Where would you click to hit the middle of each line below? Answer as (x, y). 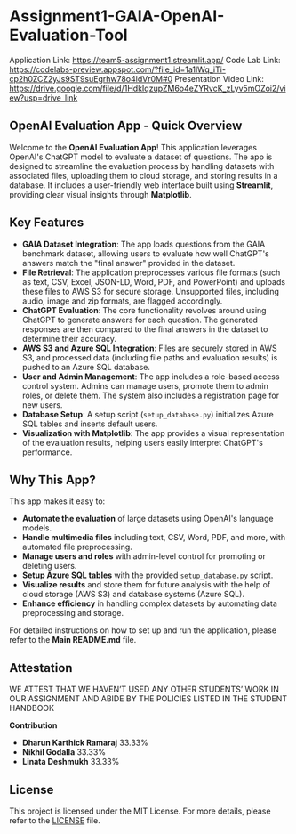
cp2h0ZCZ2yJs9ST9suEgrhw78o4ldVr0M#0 (91, 78)
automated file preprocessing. (77, 547)
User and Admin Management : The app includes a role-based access (151, 377)
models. (37, 528)
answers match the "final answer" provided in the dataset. (128, 263)
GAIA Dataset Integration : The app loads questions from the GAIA (144, 244)
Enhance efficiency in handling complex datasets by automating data (150, 603)
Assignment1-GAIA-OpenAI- (117, 16)
